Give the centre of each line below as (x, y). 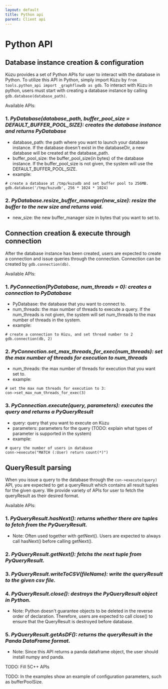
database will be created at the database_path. (61, 153)
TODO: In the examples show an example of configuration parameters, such (83, 676)
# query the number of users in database (49, 448)
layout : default (22, 10)
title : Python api (24, 15)
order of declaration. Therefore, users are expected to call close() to (83, 616)
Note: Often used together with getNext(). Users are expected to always (86, 536)
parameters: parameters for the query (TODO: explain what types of (82, 428)
